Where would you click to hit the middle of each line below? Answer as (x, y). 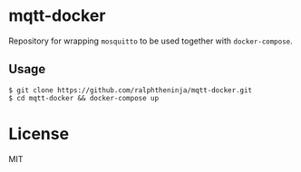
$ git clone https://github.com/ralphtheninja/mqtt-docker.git (131, 90)
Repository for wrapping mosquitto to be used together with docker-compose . (151, 41)
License (39, 134)
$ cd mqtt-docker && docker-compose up (84, 98)
